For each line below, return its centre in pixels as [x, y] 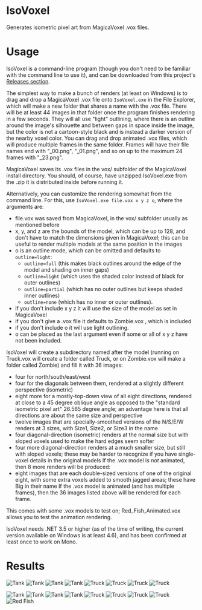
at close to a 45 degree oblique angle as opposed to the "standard [97, 402]
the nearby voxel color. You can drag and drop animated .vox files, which [97, 138]
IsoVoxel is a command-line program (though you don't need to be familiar [99, 68]
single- [187, 454]
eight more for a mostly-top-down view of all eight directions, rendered [103, 396]
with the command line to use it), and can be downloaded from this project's [101, 75]
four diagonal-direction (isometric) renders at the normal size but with [102, 435]
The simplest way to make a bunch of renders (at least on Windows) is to [97, 93]
